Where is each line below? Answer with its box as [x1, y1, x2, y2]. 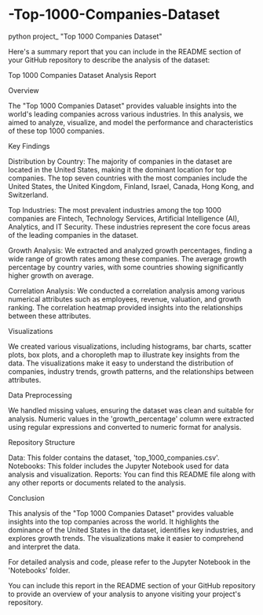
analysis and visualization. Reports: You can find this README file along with [8, 469, 256, 479]
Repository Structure [8, 437, 76, 446]
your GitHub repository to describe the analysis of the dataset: [8, 55, 210, 65]
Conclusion [8, 493, 46, 502]
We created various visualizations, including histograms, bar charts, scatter [8, 341, 252, 351]
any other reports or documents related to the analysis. [8, 478, 186, 487]
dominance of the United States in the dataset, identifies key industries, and [8, 525, 254, 535]
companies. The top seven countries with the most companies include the [8, 173, 247, 183]
